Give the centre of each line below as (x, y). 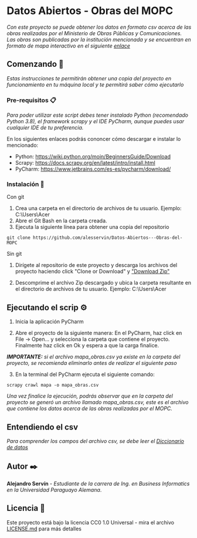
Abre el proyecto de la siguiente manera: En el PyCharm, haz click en (98, 333)
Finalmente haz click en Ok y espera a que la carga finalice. (87, 346)
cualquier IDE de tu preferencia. (45, 128)
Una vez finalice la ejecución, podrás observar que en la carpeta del (90, 396)
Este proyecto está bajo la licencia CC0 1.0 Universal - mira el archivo (91, 522)
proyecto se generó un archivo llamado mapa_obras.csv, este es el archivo (98, 402)
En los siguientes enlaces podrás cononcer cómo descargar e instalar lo (94, 139)
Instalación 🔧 (26, 184)
